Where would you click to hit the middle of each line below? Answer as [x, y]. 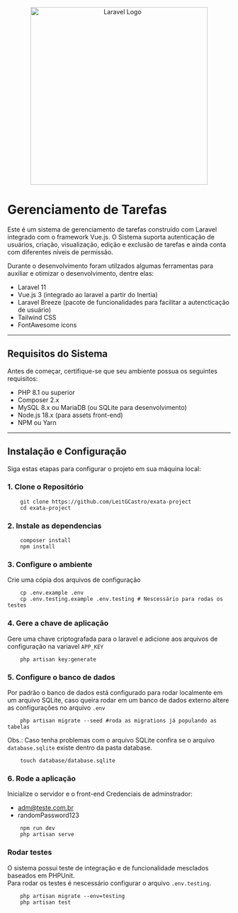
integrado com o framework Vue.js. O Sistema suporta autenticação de [111, 237]
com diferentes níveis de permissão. [60, 252]
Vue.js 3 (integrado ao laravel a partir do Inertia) [87, 294]
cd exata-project [46, 508]
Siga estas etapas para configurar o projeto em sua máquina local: [104, 468]
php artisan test [46, 902]
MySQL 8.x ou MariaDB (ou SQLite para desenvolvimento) [102, 407]
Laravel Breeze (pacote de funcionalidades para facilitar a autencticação [124, 302]
